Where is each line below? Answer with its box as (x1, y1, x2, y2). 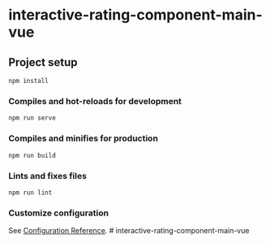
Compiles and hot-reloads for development (8, 95, 182, 106)
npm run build (8, 151, 57, 159)
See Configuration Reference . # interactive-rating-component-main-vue (8, 226, 250, 236)
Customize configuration (8, 207, 109, 219)
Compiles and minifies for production (8, 132, 158, 144)
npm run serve (8, 114, 57, 123)
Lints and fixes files (8, 170, 88, 181)
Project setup (8, 55, 79, 69)
